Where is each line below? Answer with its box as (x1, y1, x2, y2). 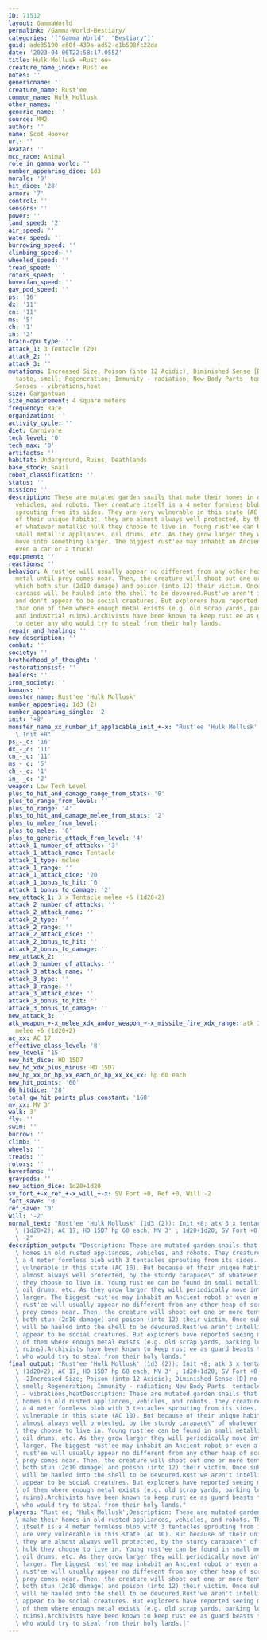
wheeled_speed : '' (8, 256, 69, 264)
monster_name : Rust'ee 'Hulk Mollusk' (8, 693, 137, 701)
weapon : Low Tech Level (8, 782, 87, 790)
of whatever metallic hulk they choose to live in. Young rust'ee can (15, 523, 254, 531)
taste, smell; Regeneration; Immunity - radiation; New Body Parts (15, 375, 244, 383)
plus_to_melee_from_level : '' (8, 819, 109, 827)
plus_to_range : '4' (8, 804, 73, 813)
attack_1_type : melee (8, 856, 80, 865)
